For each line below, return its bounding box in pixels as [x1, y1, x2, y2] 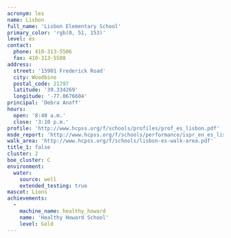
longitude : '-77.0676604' [13, 93, 88, 100]
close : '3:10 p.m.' [13, 118, 69, 126]
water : [13, 169, 32, 176]
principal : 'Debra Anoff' [7, 99, 81, 106]
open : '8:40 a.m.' [13, 112, 67, 119]
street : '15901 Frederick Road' [13, 67, 107, 74]
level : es [7, 36, 36, 43]
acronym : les [7, 10, 45, 17]
